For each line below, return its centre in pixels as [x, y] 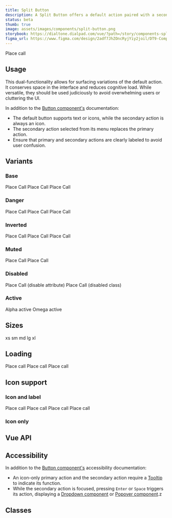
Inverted [16, 225]
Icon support [26, 382]
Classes [18, 510]
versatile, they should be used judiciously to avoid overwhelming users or [83, 92]
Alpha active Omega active [34, 309]
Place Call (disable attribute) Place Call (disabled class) [63, 285]
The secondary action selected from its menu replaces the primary [83, 129]
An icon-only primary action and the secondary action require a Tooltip [88, 478]
